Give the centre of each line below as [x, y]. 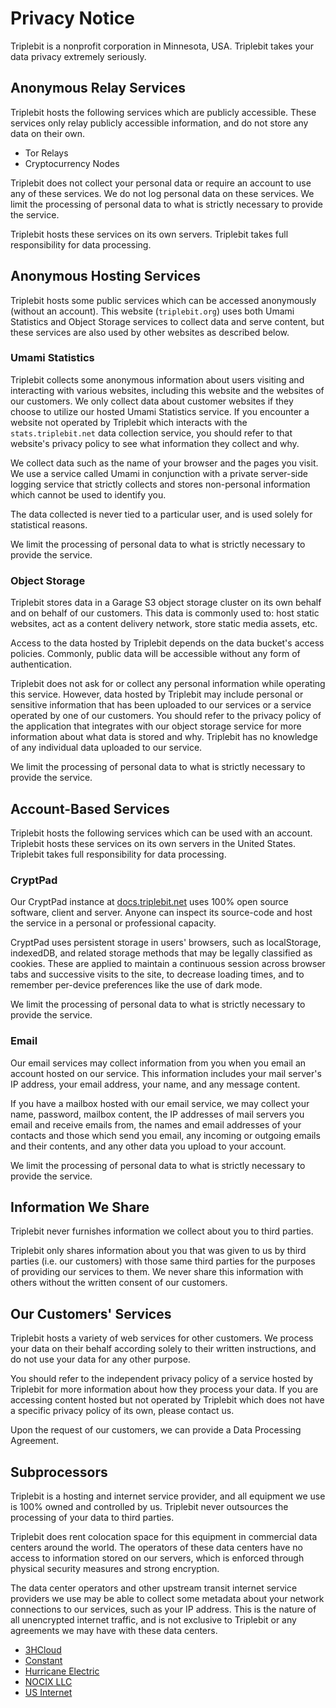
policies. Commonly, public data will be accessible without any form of [155, 654]
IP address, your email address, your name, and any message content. [155, 1084]
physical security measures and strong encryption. [115, 1568]
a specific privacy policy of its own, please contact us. [122, 1411]
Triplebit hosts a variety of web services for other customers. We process [162, 1338]
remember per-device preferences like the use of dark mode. [136, 985]
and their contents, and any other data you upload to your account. [148, 1146]
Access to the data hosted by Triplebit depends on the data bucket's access [167, 643]
